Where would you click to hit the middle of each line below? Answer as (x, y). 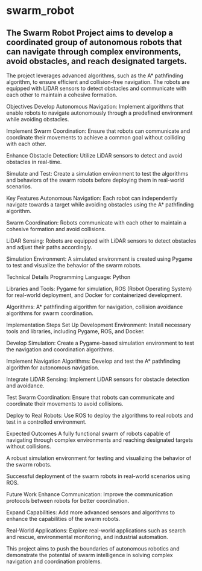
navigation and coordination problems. (54, 561)
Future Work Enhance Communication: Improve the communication (90, 494)
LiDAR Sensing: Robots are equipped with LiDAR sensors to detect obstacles (101, 241)
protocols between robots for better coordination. (68, 501)
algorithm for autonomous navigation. (53, 368)
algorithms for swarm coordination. (50, 313)
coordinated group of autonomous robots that (94, 42)
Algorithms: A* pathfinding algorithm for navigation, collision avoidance (95, 307)
